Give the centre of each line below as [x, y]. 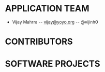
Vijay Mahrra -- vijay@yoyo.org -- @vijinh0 [55, 22]
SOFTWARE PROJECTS [53, 64]
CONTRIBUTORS [39, 42]
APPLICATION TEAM [47, 9]
